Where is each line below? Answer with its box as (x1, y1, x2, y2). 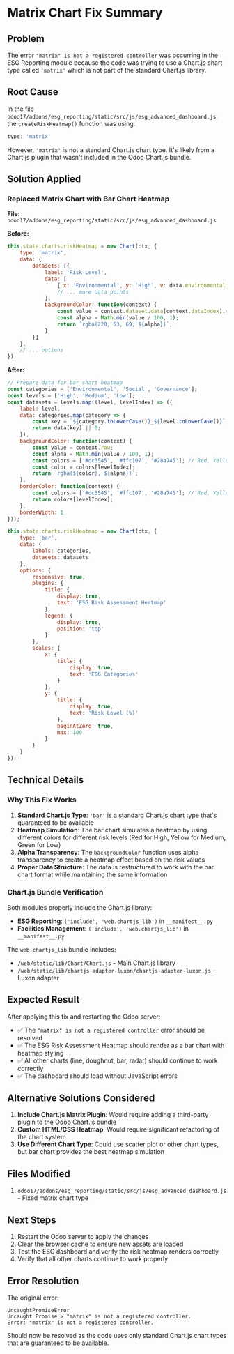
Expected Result (7, 994, 80, 1005)
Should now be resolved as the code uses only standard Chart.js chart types (7, 1331, 227, 1339)
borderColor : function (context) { (19, 483, 120, 490)
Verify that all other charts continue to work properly (17, 1255, 169, 1263)
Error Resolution (7, 1275, 79, 1287)
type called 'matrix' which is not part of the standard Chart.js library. (7, 66, 207, 74)
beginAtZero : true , (56, 722, 114, 729)
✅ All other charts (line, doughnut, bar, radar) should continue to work (17, 1056, 218, 1065)
